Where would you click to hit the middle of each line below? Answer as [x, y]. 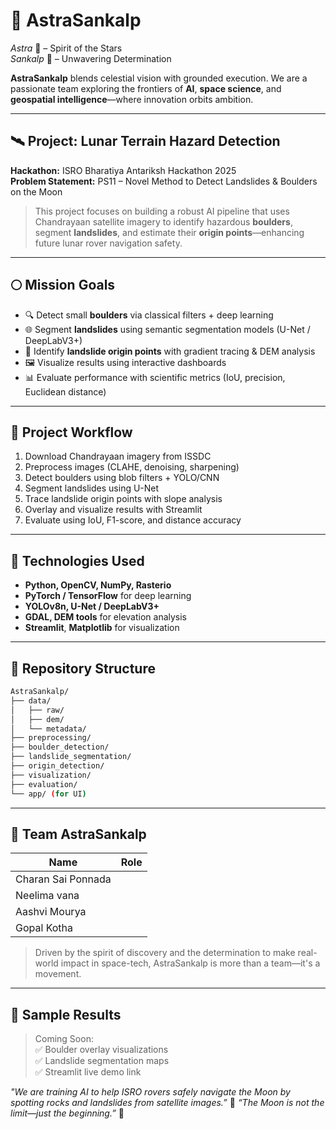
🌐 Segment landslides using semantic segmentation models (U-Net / [167, 329]
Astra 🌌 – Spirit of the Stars [66, 48]
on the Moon [36, 191]
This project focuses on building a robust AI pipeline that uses [162, 211]
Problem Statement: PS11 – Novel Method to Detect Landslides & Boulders [164, 181]
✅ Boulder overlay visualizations [101, 1050]
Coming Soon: [64, 1039]
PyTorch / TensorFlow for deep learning [108, 596]
